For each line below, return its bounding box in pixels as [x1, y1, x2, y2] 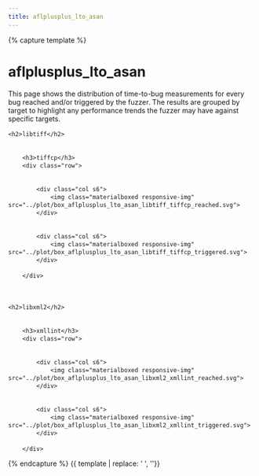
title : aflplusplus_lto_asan [8, 13, 104, 20]
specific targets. [8, 114, 61, 124]
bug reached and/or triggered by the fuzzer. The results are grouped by [8, 97, 240, 106]
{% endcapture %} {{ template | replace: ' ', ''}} [8, 459, 161, 468]
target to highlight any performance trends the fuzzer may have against [8, 105, 239, 115]
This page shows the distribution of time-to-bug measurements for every [8, 89, 245, 98]
